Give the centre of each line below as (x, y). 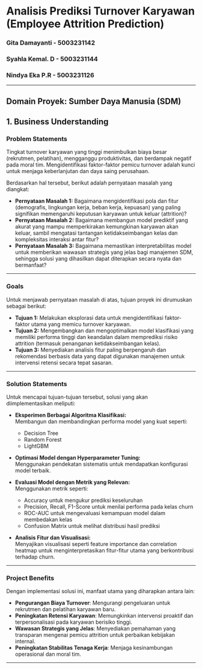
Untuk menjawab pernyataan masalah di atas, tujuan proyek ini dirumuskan (99, 299)
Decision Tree (41, 433)
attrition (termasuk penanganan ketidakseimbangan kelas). (88, 343)
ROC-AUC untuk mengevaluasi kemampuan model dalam (95, 513)
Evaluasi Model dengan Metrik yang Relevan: (72, 482)
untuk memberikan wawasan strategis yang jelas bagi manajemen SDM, (104, 252)
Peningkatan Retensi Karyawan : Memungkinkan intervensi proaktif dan (104, 616)
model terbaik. (33, 471)
